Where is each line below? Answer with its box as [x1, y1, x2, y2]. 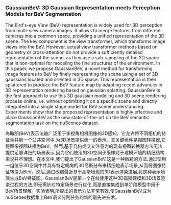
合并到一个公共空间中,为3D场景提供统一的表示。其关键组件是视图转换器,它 [9, 137, 166, 143]
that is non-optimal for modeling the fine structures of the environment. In [5, 60, 160, 66]
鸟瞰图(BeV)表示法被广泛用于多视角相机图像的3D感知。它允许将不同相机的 [5, 130, 162, 136]
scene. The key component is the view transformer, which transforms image [5, 38, 166, 44]
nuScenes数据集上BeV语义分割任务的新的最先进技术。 [5, 194, 120, 200]
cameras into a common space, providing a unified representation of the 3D [5, 33, 165, 39]
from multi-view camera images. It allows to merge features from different [5, 28, 161, 34]
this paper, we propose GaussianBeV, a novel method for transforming [5, 65, 153, 72]
